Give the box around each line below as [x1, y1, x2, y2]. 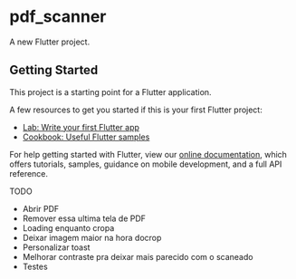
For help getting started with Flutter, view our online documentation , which [9, 149, 288, 159]
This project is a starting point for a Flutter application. [9, 86, 212, 97]
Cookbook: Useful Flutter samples [22, 131, 150, 142]
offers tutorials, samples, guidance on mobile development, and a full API [9, 159, 282, 169]
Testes [22, 261, 48, 272]
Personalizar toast [22, 242, 91, 253]
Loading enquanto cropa [22, 222, 115, 233]
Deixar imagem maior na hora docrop [22, 232, 162, 243]
